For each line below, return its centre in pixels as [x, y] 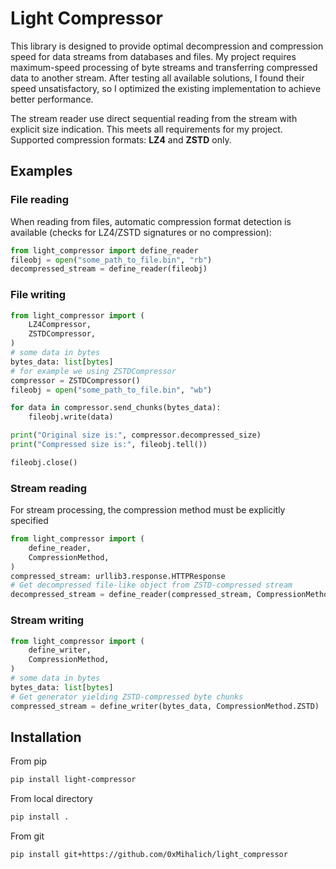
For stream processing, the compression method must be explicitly [148, 510]
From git [27, 836]
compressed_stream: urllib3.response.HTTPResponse [118, 576]
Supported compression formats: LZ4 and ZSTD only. [121, 139]
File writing [38, 295]
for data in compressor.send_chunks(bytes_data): [116, 408]
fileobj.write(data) [71, 417]
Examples [41, 171]
